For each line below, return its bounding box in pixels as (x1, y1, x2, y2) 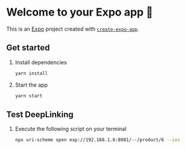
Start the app (14, 81, 48, 88)
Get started (6, 43, 50, 53)
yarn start (14, 93, 43, 99)
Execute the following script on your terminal (14, 126, 127, 133)
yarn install (14, 70, 48, 76)
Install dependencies (14, 58, 68, 65)
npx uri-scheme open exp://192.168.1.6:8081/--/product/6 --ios (14, 137, 181, 143)
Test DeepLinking (6, 109, 74, 120)
